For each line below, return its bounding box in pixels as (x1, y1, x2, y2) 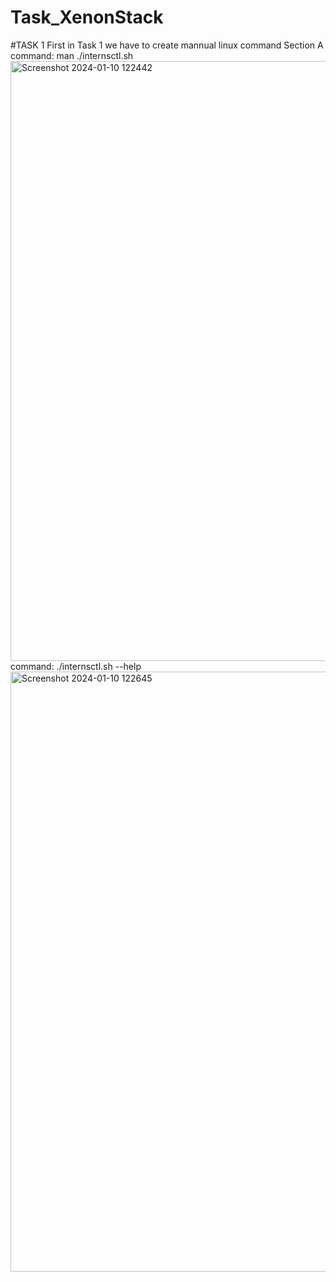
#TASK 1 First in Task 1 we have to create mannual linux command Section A (10, 39, 324, 51)
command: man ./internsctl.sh (10, 49, 134, 61)
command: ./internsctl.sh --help (10, 660, 142, 672)
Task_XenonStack (10, 6, 164, 29)
